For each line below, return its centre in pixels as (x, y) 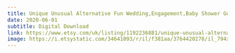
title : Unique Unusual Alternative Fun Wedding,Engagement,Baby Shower (114, 13)
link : (15, 33)
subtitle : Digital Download (48, 26)
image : (17, 39)
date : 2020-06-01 (33, 20)
